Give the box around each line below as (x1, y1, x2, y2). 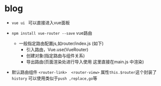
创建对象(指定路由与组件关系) (26, 52, 85, 59)
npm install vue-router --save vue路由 (11, 30, 92, 36)
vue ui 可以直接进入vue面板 (11, 20, 70, 25)
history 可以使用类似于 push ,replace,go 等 (11, 75, 98, 81)
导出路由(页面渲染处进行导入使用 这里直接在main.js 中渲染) (26, 59, 144, 64)
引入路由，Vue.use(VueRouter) (26, 46, 89, 52)
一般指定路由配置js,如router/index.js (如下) (18, 40, 104, 46)
